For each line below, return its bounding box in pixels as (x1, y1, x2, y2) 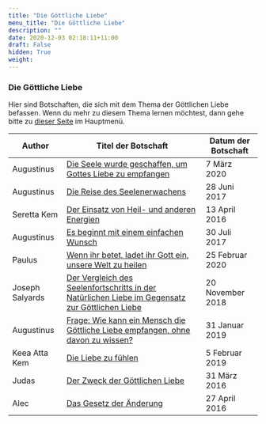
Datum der (209, 135, 251, 146)
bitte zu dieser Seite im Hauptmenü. (8, 116, 125, 127)
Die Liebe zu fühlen (66, 353, 139, 364)
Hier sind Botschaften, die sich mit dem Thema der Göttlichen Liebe (8, 100, 230, 109)
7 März (205, 159, 232, 170)
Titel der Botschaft (96, 140, 169, 151)
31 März (205, 370, 237, 381)
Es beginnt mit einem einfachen (66, 227, 184, 238)
